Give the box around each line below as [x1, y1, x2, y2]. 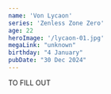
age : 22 [8, 26, 34, 34]
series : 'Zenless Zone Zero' [8, 19, 105, 27]
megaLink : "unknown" [8, 41, 77, 49]
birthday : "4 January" [8, 49, 83, 57]
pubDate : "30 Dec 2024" [8, 57, 87, 65]
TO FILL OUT [8, 77, 52, 88]
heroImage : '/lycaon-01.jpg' [8, 33, 105, 42]
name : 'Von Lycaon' [8, 11, 73, 20]
